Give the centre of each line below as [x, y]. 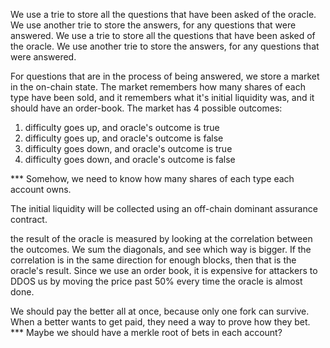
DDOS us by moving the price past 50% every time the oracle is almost [156, 281]
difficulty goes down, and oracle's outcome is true [128, 148]
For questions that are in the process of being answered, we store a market [165, 76]
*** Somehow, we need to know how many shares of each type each [152, 178]
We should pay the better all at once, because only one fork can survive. [160, 311]
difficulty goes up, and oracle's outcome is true [122, 127]
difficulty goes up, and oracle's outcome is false [124, 138]
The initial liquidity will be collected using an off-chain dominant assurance [164, 208]
